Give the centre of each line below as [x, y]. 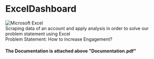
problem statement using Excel [38, 34]
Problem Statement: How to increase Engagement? [59, 39]
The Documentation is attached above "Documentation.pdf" [71, 51]
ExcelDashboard [41, 9]
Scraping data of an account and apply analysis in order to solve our [77, 28]
